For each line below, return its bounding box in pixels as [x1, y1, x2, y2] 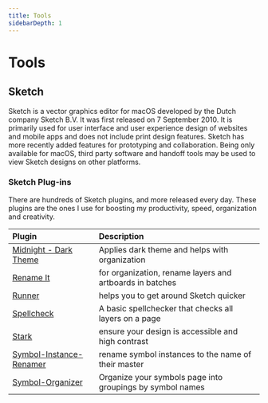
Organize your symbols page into [98, 371, 223, 382]
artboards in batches [98, 276, 177, 288]
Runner [12, 290, 40, 301]
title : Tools [8, 11, 52, 20]
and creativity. [8, 212, 56, 221]
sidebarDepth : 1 [8, 19, 62, 27]
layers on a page [98, 312, 161, 323]
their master [98, 358, 144, 370]
